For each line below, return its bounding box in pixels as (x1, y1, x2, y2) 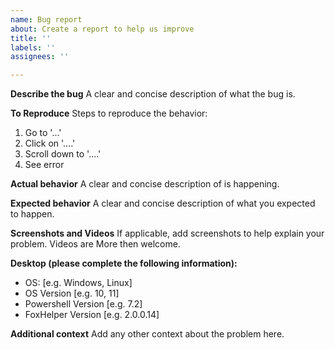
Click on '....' (24, 137, 76, 150)
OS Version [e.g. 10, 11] (24, 287, 120, 300)
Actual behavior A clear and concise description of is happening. (10, 178, 280, 190)
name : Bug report (10, 14, 83, 25)
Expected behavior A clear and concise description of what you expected (10, 197, 316, 210)
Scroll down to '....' (24, 148, 102, 160)
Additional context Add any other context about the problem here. (10, 328, 285, 340)
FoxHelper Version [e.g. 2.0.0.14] (24, 309, 160, 321)
